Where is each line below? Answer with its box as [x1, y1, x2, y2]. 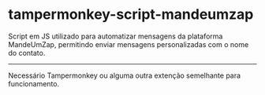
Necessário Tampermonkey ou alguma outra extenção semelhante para [8, 71, 241, 80]
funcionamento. [8, 79, 60, 88]
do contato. [8, 48, 46, 57]
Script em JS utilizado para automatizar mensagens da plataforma [8, 31, 223, 41]
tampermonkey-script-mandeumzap [8, 5, 254, 24]
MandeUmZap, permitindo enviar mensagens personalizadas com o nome [8, 39, 249, 49]
